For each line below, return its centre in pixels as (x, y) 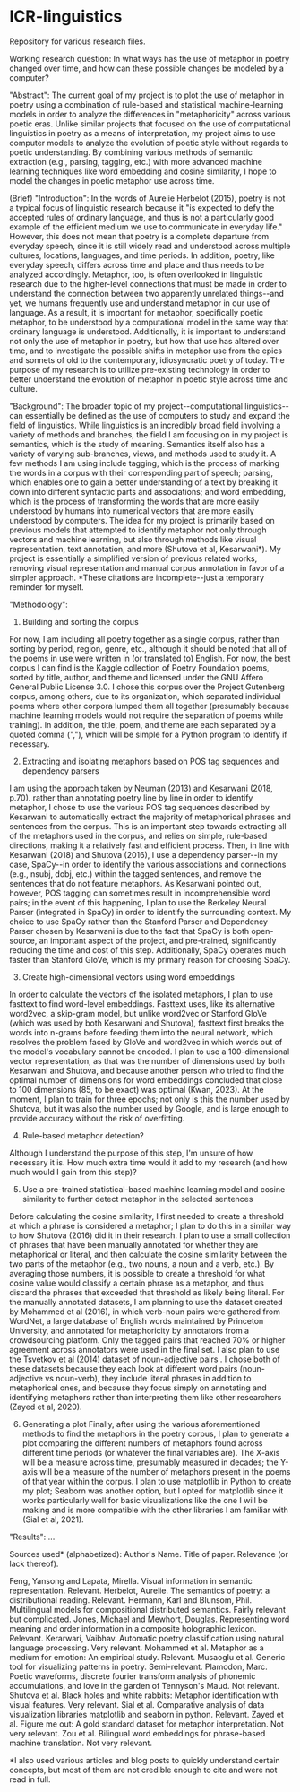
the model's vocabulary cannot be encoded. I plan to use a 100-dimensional (150, 1052)
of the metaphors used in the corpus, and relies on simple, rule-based (138, 835)
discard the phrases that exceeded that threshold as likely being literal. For (147, 1292)
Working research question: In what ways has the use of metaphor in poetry (150, 58)
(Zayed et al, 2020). (46, 1407)
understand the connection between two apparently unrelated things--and (146, 293)
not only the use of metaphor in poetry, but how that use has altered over (144, 341)
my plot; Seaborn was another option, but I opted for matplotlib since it (153, 1491)
